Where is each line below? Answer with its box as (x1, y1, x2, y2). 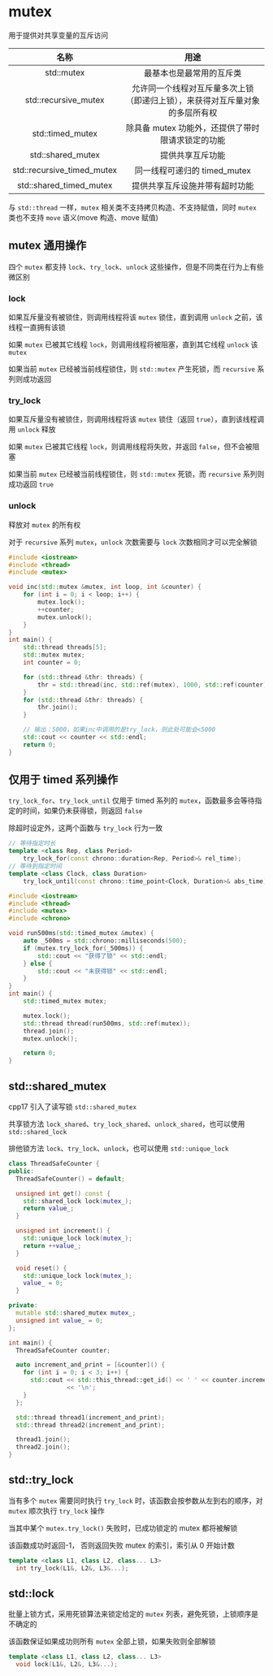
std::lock (8, 1587, 54, 1600)
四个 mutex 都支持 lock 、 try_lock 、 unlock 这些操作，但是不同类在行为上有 (8, 262, 258, 271)
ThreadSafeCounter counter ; (15, 1346, 111, 1354)
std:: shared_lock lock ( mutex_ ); (23, 1197, 132, 1205)
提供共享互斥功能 (159, 149, 226, 161)
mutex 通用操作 (8, 239, 87, 253)
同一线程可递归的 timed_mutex (134, 165, 252, 176)
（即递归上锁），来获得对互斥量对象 (125, 94, 260, 106)
